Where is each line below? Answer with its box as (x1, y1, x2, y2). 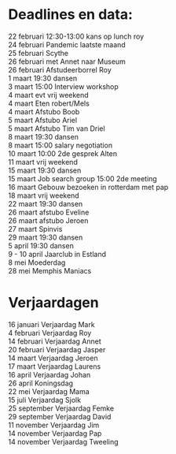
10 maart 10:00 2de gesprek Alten (8, 148, 118, 158)
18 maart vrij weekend (8, 191, 80, 200)
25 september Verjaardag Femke (8, 404, 115, 413)
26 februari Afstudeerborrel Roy (8, 65, 112, 74)
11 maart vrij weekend (8, 157, 79, 166)
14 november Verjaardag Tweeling (8, 437, 119, 446)
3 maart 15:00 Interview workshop (8, 81, 119, 91)
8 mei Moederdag (8, 258, 66, 267)
